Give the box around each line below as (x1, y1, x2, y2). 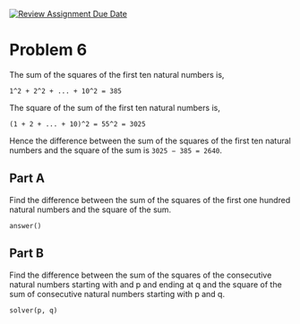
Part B (9, 246, 45, 261)
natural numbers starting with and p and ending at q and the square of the (9, 278, 282, 290)
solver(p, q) (9, 305, 58, 315)
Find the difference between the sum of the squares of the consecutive (9, 269, 272, 280)
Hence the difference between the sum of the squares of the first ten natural (9, 135, 291, 146)
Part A (9, 171, 45, 186)
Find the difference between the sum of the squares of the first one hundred (9, 194, 291, 205)
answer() (9, 221, 42, 230)
